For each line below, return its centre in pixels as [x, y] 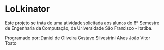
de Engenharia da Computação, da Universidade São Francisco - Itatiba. [79, 28]
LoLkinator [28, 9]
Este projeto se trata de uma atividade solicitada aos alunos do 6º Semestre [82, 23]
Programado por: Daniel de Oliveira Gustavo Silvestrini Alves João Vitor [78, 38]
